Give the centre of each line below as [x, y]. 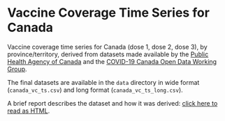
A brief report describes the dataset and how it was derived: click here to [112, 103]
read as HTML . [29, 111]
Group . [17, 69]
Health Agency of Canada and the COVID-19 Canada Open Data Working [112, 61]
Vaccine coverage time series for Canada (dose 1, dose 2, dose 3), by [107, 47]
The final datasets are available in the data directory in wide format [103, 82]
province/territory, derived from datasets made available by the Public [108, 54]
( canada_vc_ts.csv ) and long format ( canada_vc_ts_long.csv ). [95, 90]
